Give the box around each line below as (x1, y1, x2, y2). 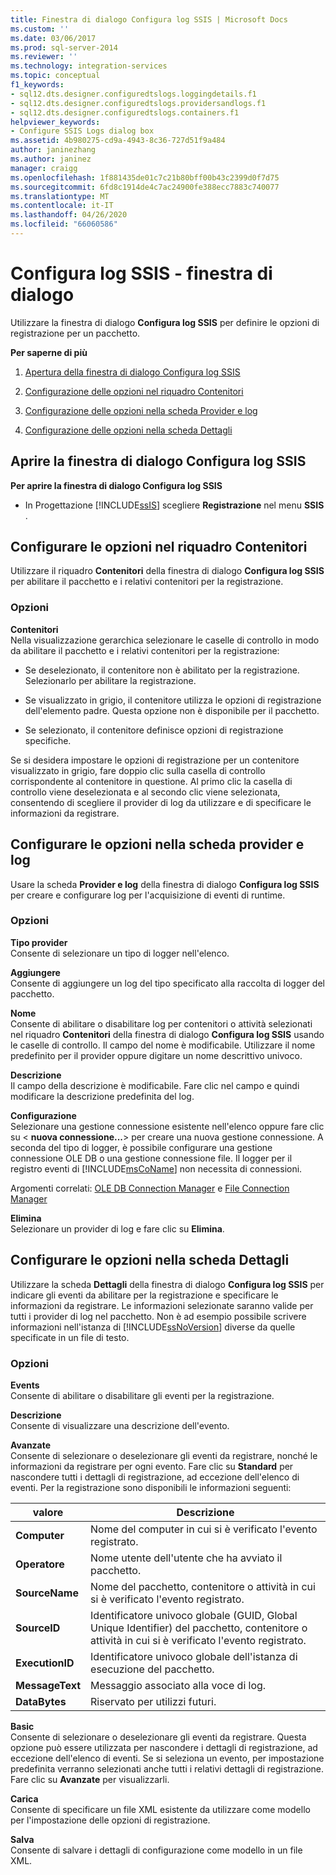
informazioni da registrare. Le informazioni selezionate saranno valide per (10, 1299, 314, 1311)
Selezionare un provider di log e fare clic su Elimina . (10, 1222, 225, 1235)
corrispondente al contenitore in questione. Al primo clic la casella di (10, 775, 293, 787)
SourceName (15, 1586, 79, 1600)
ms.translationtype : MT (10, 191, 110, 201)
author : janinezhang (10, 145, 97, 155)
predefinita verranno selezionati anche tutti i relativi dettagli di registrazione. (10, 1762, 324, 1775)
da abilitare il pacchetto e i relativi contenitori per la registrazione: (10, 644, 280, 656)
